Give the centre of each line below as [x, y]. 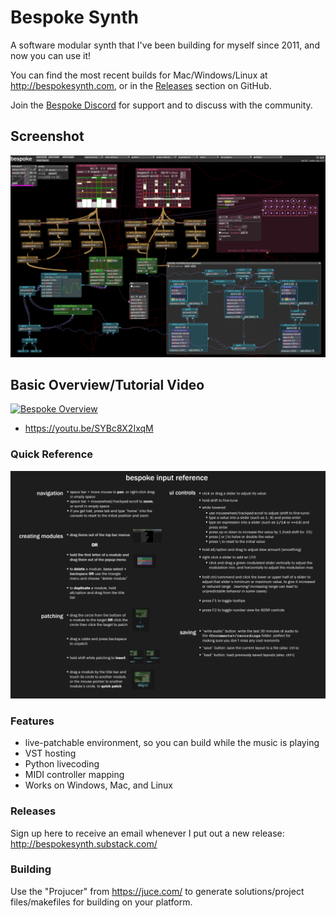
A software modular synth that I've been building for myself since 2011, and [165, 45]
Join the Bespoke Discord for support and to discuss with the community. [161, 105]
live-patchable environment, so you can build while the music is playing [172, 743]
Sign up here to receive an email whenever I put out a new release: [147, 833]
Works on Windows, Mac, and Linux [98, 785]
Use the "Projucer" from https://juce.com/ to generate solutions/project [157, 891]
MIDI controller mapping [74, 775]
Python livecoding [62, 764]
